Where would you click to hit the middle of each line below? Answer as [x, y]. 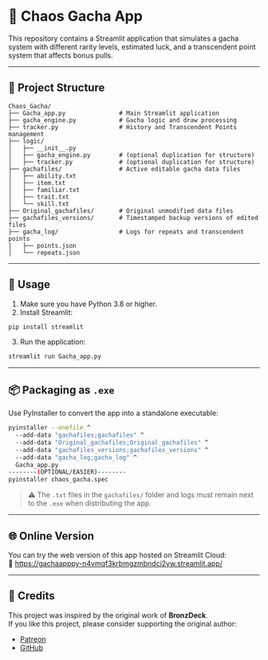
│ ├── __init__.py [43, 148]
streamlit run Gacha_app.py [55, 357]
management [26, 134]
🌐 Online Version [51, 536]
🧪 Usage [29, 285]
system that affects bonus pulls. [61, 55]
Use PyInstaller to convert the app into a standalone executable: [114, 413]
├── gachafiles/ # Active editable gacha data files [124, 169]
